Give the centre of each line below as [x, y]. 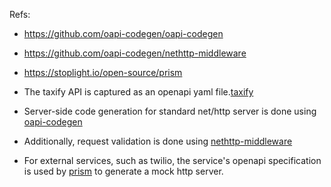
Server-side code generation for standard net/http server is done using [170, 111]
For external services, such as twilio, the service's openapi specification [172, 160]
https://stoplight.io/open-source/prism [103, 72]
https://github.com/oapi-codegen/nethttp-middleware [135, 53]
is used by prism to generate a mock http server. [123, 171]
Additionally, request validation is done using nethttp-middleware [158, 141]
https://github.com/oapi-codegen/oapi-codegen [123, 33]
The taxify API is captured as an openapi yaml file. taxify [138, 92]
